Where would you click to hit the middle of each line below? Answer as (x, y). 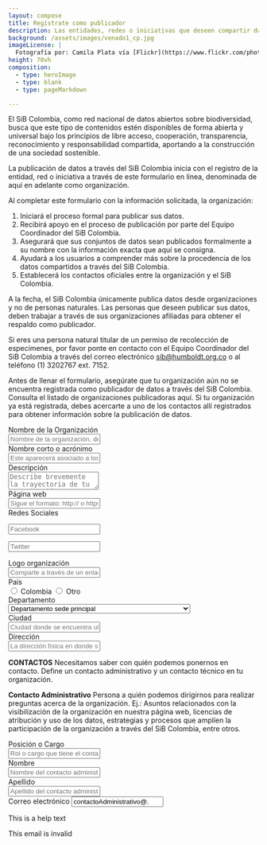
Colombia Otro (50, 592)
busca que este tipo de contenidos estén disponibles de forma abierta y (126, 127)
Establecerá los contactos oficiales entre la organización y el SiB (126, 275)
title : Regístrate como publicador (67, 23)
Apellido (22, 782)
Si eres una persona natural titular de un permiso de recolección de (118, 340)
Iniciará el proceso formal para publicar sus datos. (102, 216)
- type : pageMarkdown (51, 90)
